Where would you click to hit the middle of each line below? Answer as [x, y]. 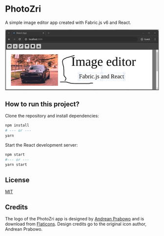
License [17, 180]
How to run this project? [42, 104]
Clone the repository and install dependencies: [52, 116]
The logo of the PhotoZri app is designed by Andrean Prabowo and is [75, 218]
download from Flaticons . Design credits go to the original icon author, [76, 224]
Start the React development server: [41, 145]
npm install [17, 125]
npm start [15, 155]
